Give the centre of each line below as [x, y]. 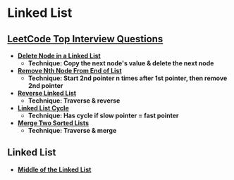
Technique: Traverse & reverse [74, 101]
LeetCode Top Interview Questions [85, 39]
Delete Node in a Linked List [59, 56]
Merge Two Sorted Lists [53, 123]
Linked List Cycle [43, 108]
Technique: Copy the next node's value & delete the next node [121, 63]
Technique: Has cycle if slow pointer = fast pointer [103, 115]
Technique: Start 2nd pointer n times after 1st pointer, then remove [128, 78]
